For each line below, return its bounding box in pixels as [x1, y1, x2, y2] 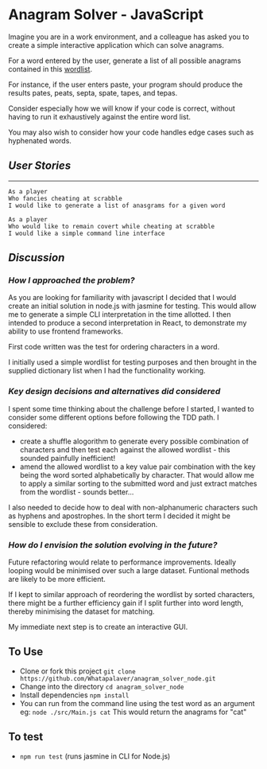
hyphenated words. [8, 135, 72, 145]
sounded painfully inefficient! [19, 453, 116, 463]
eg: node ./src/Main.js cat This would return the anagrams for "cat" [19, 707, 247, 716]
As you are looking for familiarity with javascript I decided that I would [8, 293, 237, 303]
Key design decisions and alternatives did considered [8, 386, 221, 397]
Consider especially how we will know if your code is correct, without [8, 103, 236, 113]
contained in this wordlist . [8, 64, 93, 73]
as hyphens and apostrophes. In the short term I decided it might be [8, 511, 231, 521]
